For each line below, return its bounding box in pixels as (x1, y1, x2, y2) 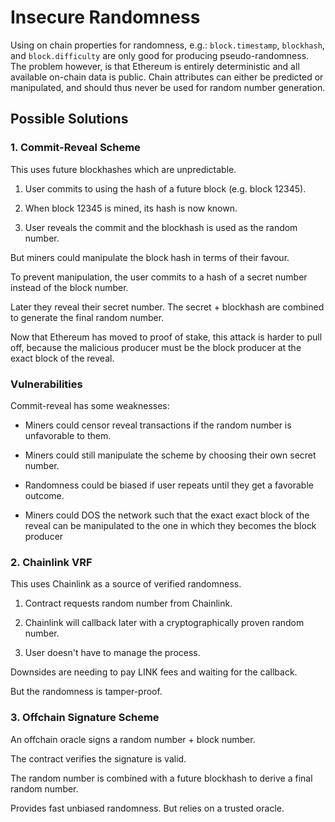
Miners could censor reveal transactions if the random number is (24, 419, 292, 431)
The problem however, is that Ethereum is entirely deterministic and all (10, 60, 300, 72)
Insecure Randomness (10, 6, 201, 29)
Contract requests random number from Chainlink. (24, 597, 233, 610)
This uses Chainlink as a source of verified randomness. (10, 578, 242, 590)
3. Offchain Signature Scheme (10, 711, 160, 725)
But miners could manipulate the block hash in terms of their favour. (10, 251, 290, 263)
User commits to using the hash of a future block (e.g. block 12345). (24, 182, 307, 195)
